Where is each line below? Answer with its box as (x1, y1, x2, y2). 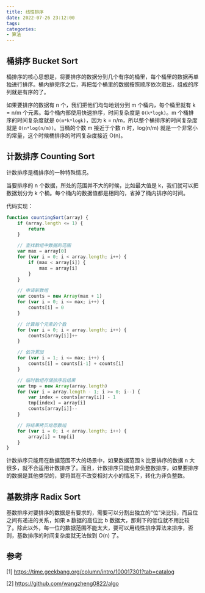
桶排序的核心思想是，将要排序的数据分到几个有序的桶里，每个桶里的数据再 (6, 73, 193, 80)
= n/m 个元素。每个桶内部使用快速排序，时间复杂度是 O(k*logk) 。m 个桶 (6, 109, 189, 116)
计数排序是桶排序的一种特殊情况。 (6, 168, 92, 176)
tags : (6, 20, 20, 26)
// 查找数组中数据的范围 (17, 242, 71, 249)
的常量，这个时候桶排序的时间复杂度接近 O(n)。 (6, 132, 126, 139)
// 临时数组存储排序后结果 (17, 377, 76, 383)
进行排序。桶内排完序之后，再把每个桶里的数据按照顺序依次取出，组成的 (11, 81, 193, 88)
